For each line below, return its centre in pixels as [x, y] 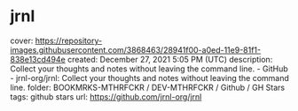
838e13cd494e [38, 59]
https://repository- [69, 41]
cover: [22, 41]
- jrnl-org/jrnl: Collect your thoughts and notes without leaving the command [149, 78]
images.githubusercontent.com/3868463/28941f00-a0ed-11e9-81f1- [136, 49]
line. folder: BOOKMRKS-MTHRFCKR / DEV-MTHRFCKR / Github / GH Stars [148, 87]
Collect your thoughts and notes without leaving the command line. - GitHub [149, 69]
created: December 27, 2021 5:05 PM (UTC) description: [170, 59]
